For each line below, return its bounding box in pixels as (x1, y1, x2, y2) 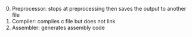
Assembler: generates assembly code (11, 24, 106, 31)
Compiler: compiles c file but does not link (11, 18, 116, 24)
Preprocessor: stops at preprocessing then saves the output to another (11, 5, 187, 12)
